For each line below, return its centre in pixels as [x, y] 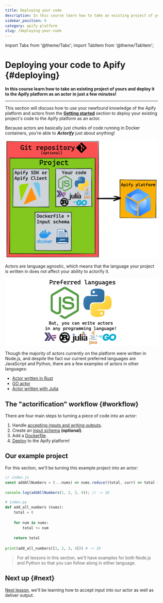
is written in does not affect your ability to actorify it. [57, 271]
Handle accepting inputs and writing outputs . [57, 425]
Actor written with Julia [35, 389]
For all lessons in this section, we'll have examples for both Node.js [84, 558]
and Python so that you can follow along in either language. [76, 563]
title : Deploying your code [33, 10]
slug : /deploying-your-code [33, 31]
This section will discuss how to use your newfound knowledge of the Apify [81, 108]
